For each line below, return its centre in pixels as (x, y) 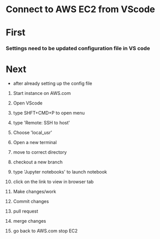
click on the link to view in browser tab (53, 182)
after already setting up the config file (53, 83)
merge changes (29, 221)
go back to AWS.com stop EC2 (45, 231)
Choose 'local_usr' (33, 132)
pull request (26, 211)
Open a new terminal (35, 143)
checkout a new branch (38, 162)
